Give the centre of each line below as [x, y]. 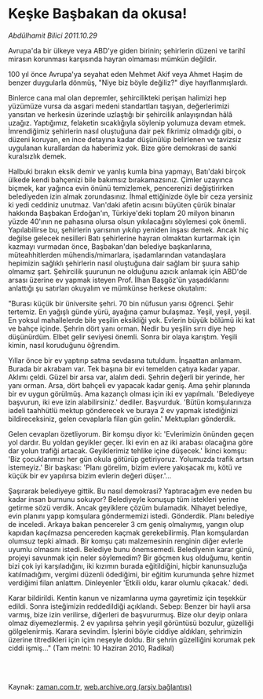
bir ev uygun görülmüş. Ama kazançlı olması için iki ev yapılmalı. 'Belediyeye [131, 393]
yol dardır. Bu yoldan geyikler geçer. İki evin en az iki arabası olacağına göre [131, 442]
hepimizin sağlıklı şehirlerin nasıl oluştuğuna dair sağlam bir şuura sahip [124, 263]
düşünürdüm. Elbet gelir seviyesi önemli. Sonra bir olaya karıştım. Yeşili [123, 337]
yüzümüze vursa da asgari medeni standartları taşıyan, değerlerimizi [119, 106]
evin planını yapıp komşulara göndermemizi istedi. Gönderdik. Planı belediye [131, 516]
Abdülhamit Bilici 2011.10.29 [53, 35]
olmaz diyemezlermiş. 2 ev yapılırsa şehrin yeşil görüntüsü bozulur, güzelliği [131, 623]
